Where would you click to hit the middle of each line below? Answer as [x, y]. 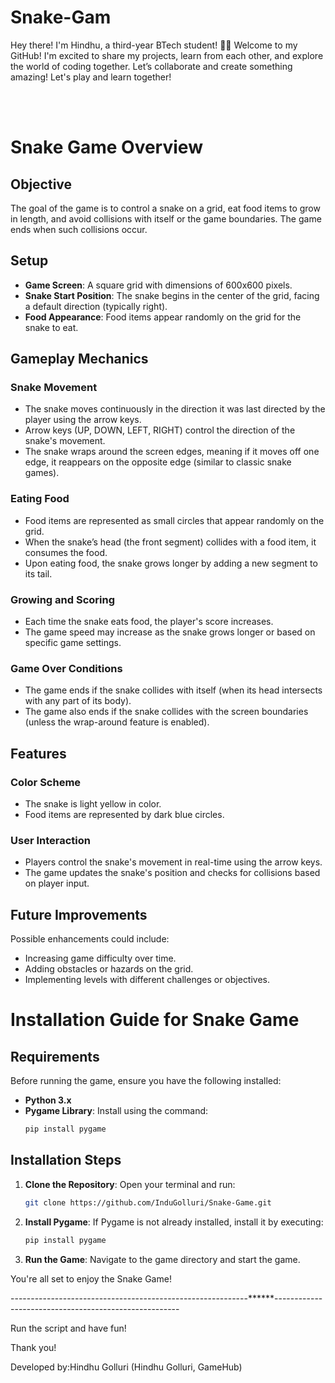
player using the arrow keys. [83, 420]
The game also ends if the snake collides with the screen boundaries [166, 712]
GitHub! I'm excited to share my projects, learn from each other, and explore [167, 55]
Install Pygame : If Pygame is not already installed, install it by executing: [174, 1222]
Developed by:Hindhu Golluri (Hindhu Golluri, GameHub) [126, 1367]
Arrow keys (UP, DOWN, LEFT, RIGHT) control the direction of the [160, 430]
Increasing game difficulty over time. [100, 958]
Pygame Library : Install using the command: [116, 1111]
